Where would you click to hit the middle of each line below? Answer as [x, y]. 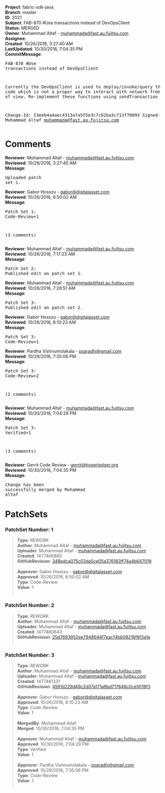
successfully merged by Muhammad [45, 489]
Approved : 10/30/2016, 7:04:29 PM [53, 744]
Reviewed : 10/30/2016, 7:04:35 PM [41, 470]
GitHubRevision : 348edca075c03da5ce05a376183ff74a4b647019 [84, 561]
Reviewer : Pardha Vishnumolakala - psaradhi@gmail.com [63, 351]
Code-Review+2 [22, 376]
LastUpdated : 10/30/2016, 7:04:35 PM [44, 49]
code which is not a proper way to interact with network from [83, 92]
